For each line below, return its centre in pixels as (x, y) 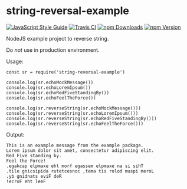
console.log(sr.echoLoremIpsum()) (49, 87)
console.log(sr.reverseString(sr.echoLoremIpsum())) (72, 113)
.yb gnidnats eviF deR (34, 176)
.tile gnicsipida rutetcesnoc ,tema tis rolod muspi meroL (80, 171)
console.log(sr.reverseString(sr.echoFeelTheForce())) (75, 124)
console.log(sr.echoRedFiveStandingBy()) (58, 92)
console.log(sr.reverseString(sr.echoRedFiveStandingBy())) (82, 118)
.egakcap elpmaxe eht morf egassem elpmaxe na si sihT (75, 166)
